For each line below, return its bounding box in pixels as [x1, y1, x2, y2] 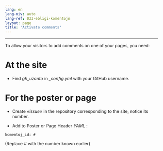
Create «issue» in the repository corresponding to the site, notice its [12, 109, 148, 114]
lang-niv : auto [5, 12, 36, 16]
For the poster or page [5, 93, 97, 104]
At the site [5, 60, 48, 70]
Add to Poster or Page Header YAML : [12, 123, 88, 128]
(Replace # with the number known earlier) [5, 141, 91, 146]
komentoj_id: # [5, 132, 36, 137]
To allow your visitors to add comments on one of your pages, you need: [5, 43, 150, 49]
